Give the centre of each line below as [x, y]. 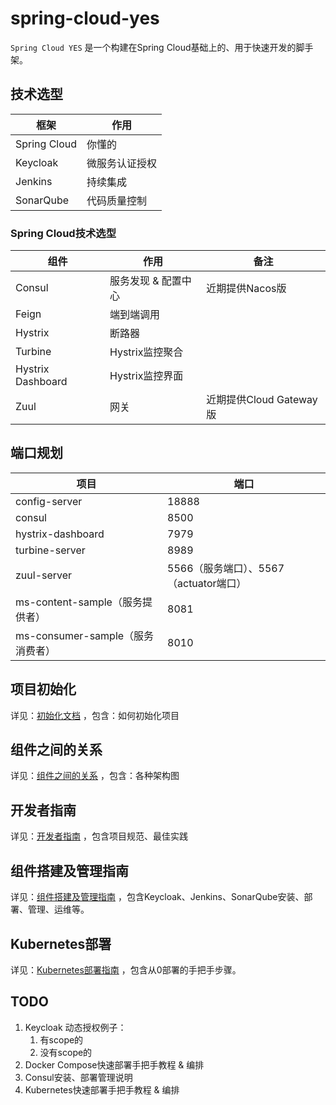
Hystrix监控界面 [146, 376]
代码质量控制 [117, 200]
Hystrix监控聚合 [146, 352]
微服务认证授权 [122, 163]
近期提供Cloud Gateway [262, 400]
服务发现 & [134, 281]
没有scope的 [66, 1052]
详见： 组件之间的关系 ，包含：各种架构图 [95, 776]
